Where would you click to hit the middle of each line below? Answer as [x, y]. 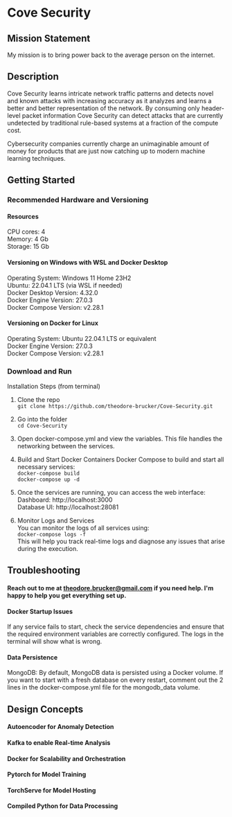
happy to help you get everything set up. [67, 596]
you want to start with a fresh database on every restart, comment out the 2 [115, 680]
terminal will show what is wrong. [55, 642]
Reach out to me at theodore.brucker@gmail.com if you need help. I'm [110, 588]
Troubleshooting [44, 571]
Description [33, 77]
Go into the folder [42, 419]
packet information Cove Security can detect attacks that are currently [123, 115]
